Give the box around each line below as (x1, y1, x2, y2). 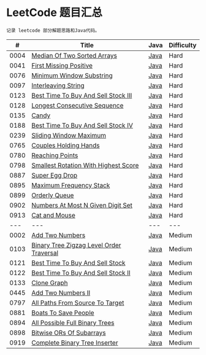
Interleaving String (31, 81, 85, 90)
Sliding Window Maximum (31, 131, 106, 139)
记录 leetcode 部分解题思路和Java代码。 (6, 27, 100, 34)
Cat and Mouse (31, 211, 75, 219)
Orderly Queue (31, 191, 74, 200)
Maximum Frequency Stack (31, 181, 110, 189)
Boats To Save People (31, 308, 94, 317)
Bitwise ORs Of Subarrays (31, 328, 106, 337)
